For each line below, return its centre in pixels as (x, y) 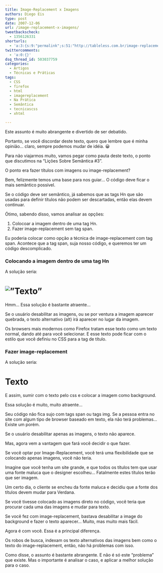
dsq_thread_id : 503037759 (31, 59)
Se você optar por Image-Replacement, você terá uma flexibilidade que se (79, 453)
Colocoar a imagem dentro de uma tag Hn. (55, 223)
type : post (16, 18)
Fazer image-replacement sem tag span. (53, 229)
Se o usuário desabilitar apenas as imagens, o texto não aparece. (70, 434)
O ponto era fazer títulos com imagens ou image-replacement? (68, 170)
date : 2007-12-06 (23, 23)
